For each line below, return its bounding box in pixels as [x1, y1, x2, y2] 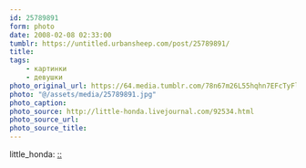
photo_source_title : [9, 124, 88, 133]
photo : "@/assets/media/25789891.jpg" [9, 89, 157, 99]
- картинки [25, 65, 67, 74]
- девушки [25, 73, 64, 82]
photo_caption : [9, 98, 67, 108]
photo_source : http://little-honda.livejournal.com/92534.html [9, 107, 255, 116]
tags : [9, 56, 30, 65]
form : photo [9, 22, 55, 31]
